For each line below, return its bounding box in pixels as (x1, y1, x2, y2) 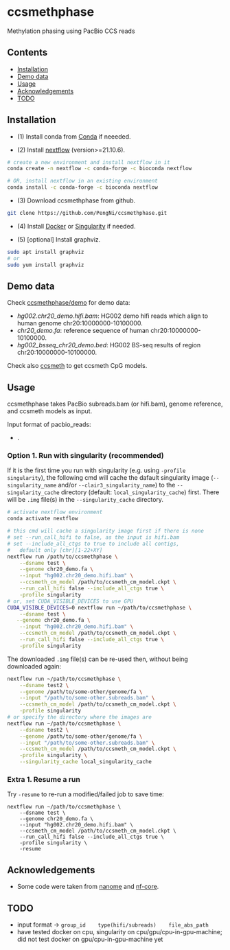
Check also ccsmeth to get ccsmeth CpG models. (7, 362, 148, 370)
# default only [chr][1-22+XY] (7, 546, 103, 553)
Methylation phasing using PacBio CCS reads (7, 27, 135, 35)
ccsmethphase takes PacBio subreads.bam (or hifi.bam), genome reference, (7, 399, 223, 408)
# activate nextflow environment (7, 509, 103, 515)
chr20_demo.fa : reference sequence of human (16, 327, 150, 335)
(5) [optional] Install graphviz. (16, 235, 101, 244)
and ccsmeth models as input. (7, 407, 93, 415)
